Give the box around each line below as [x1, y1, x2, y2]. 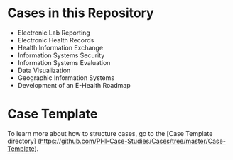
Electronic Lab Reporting [17, 28, 90, 37]
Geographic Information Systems [17, 73, 115, 82]
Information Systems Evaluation [17, 58, 111, 67]
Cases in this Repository [7, 5, 154, 21]
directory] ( [7, 137, 40, 145]
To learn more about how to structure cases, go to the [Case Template [7, 129, 213, 137]
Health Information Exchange [17, 43, 104, 52]
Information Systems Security [17, 51, 105, 59]
